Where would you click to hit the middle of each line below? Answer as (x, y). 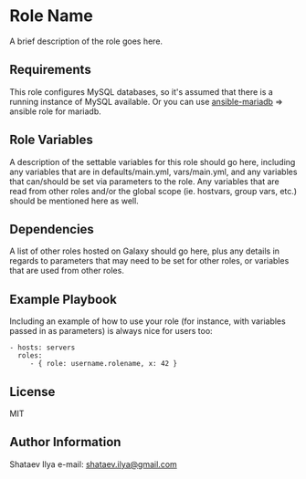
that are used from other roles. (67, 271)
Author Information (65, 442)
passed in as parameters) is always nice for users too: (111, 331)
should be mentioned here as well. (74, 201)
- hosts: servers (42, 348)
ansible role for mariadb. (56, 111)
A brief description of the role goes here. (86, 41)
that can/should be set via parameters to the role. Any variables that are (145, 181)
